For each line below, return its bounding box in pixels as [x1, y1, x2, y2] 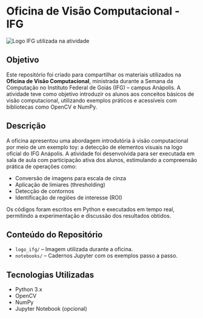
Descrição [6, 121, 46, 131]
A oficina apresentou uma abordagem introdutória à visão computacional [6, 137, 189, 144]
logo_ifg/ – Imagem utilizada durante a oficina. [15, 246, 133, 253]
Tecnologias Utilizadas [6, 269, 95, 280]
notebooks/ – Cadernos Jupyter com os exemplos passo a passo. [15, 252, 178, 259]
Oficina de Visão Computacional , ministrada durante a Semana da [6, 77, 174, 84]
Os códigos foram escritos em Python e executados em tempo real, [6, 205, 175, 213]
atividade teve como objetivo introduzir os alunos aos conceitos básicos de [6, 90, 195, 98]
